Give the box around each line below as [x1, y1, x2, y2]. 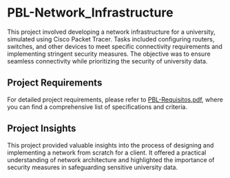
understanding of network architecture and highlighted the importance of [7, 155, 215, 164]
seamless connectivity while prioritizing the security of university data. [7, 57, 208, 65]
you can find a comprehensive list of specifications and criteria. [7, 102, 188, 111]
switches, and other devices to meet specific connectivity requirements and [7, 42, 222, 50]
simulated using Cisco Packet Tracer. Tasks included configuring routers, [7, 34, 215, 43]
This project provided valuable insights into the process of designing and [7, 141, 214, 149]
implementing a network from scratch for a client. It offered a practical [7, 148, 207, 157]
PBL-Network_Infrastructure [7, 5, 174, 21]
